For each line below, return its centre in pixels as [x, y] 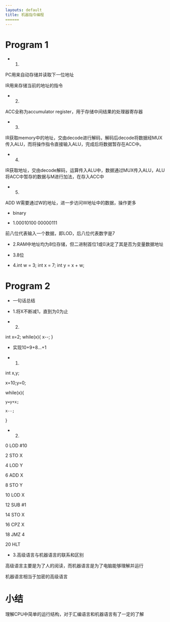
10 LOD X [15, 495]
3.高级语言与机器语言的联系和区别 [48, 555]
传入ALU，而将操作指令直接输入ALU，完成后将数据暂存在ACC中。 [75, 144]
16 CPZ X [15, 525]
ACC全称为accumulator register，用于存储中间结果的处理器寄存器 [74, 112]
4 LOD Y [14, 465]
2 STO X [14, 456]
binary [19, 213]
